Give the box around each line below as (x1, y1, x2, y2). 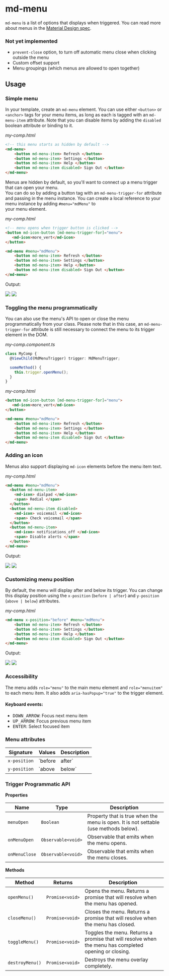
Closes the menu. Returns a (84, 908, 150, 916)
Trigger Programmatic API (5, 781, 70, 788)
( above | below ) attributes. (5, 598, 60, 604)
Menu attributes (5, 736, 45, 743)
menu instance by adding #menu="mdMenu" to (5, 201, 96, 207)
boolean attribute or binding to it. (5, 122, 73, 129)
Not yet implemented (5, 37, 58, 44)
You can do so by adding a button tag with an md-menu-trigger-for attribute (5, 190, 162, 196)
